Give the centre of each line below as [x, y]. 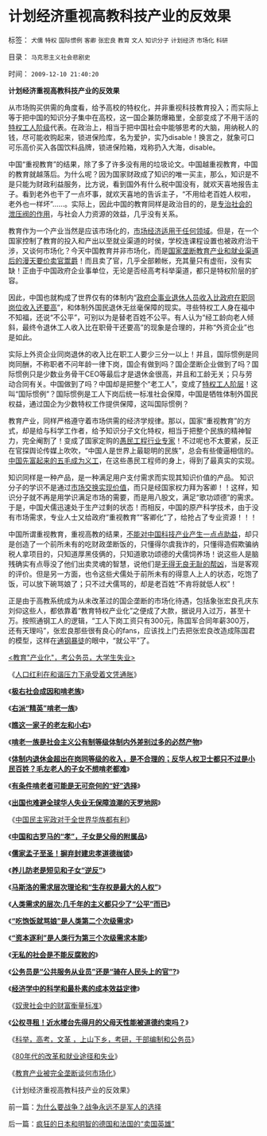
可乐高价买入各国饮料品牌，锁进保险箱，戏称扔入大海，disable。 [114, 147]
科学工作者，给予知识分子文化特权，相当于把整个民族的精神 [147, 430]
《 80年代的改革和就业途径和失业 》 [65, 1056]
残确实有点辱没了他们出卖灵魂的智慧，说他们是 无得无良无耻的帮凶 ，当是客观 [133, 564]
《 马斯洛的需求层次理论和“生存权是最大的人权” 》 [85, 887]
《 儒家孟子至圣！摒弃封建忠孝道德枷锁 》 [71, 853]
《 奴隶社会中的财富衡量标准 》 [57, 1005]
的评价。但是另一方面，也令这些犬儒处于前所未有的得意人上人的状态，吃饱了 [133, 574]
